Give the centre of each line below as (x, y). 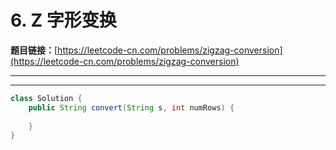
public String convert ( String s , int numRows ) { (131, 107)
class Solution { (46, 98)
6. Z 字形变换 (63, 20)
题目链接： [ (34, 50)
